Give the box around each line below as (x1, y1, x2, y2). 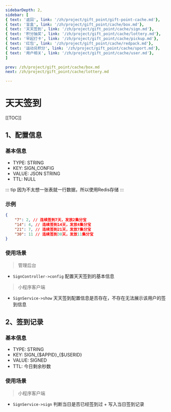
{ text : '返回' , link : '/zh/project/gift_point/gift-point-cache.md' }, (5, 17, 161, 22)
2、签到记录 (5, 318, 44, 326)
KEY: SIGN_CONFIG (12, 165, 54, 171)
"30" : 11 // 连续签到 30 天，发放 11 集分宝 (14, 231, 94, 237)
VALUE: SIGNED (12, 357, 47, 363)
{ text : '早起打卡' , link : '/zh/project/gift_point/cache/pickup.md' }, (5, 36, 159, 42)
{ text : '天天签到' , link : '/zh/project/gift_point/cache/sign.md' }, (5, 27, 154, 32)
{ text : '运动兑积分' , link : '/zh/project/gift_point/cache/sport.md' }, (5, 46, 160, 51)
